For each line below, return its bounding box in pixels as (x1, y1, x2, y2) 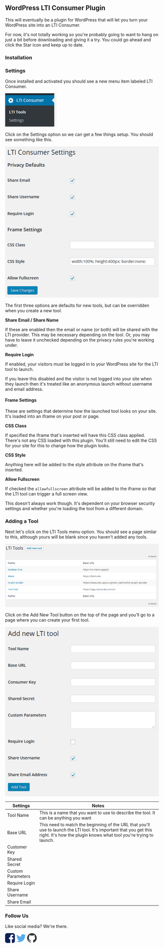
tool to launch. (5, 366, 34, 372)
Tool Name (7, 812, 29, 818)
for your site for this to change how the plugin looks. (5, 442, 110, 449)
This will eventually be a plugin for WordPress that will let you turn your (5, 17, 148, 22)
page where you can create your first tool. (5, 617, 90, 623)
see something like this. (5, 137, 53, 143)
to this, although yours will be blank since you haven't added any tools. (5, 534, 148, 540)
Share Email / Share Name (5, 317, 59, 323)
